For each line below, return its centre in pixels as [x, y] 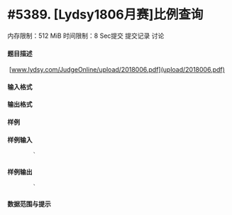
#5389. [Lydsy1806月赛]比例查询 [105, 15]
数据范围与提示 [29, 204]
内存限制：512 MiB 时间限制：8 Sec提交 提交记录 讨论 [86, 36]
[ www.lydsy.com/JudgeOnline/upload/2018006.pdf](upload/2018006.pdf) [117, 70]
